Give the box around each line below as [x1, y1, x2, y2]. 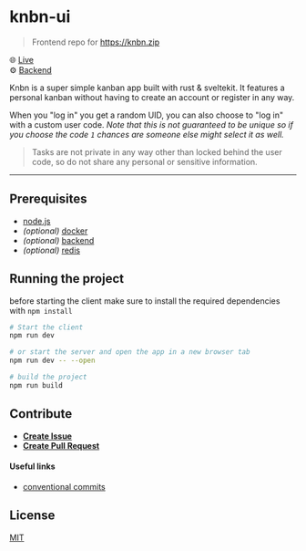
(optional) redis [22, 244, 80, 255]
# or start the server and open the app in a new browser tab [9, 348, 250, 357]
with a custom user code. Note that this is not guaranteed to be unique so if [9, 119, 294, 130]
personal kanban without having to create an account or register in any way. [9, 91, 295, 102]
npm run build [9, 380, 64, 390]
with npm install [9, 305, 73, 316]
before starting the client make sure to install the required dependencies [9, 295, 280, 307]
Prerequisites [9, 192, 87, 207]
